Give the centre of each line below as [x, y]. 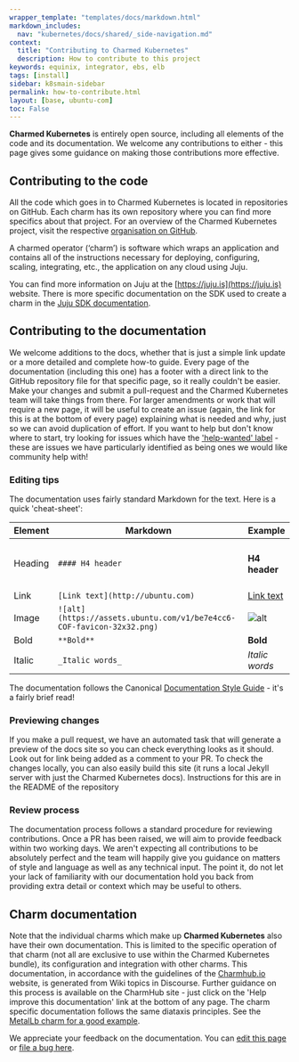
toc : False [29, 109]
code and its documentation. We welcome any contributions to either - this [146, 143]
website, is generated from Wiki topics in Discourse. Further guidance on [143, 983]
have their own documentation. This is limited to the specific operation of [143, 945]
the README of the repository [64, 787]
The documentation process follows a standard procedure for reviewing [141, 829]
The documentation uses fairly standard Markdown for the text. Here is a [142, 499]
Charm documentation [73, 914]
